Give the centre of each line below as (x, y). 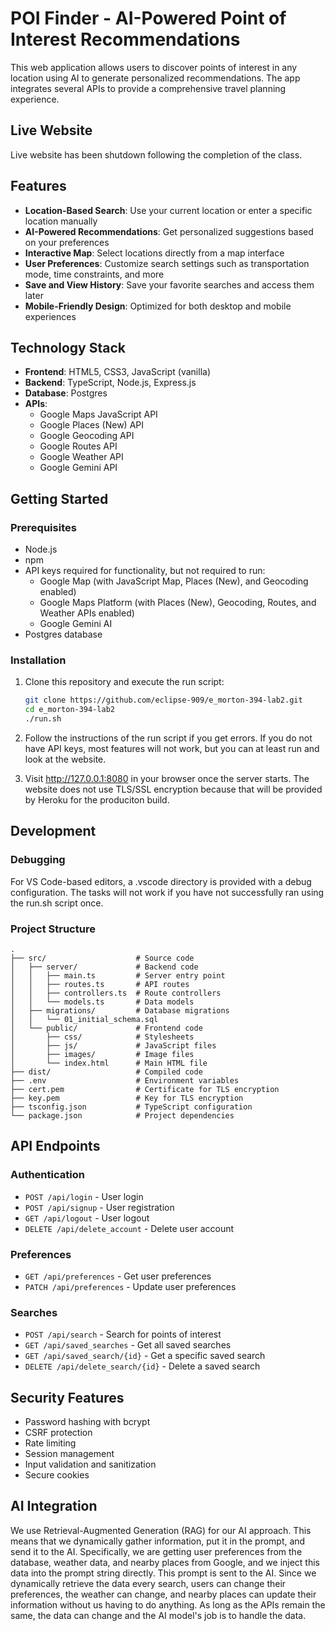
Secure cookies (57, 1475)
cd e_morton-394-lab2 (69, 710)
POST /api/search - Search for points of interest (123, 1334)
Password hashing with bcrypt (87, 1422)
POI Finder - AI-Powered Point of (148, 18)
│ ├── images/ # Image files (102, 1054)
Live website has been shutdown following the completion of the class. (156, 154)
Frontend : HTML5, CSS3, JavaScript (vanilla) (118, 372)
